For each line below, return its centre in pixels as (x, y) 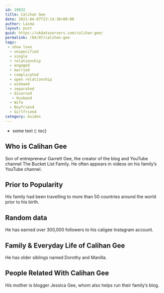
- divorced (21, 93)
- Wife (16, 103)
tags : (11, 42)
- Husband (22, 98)
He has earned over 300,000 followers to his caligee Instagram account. (79, 230)
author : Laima (20, 24)
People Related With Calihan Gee (57, 273)
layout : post (19, 28)
